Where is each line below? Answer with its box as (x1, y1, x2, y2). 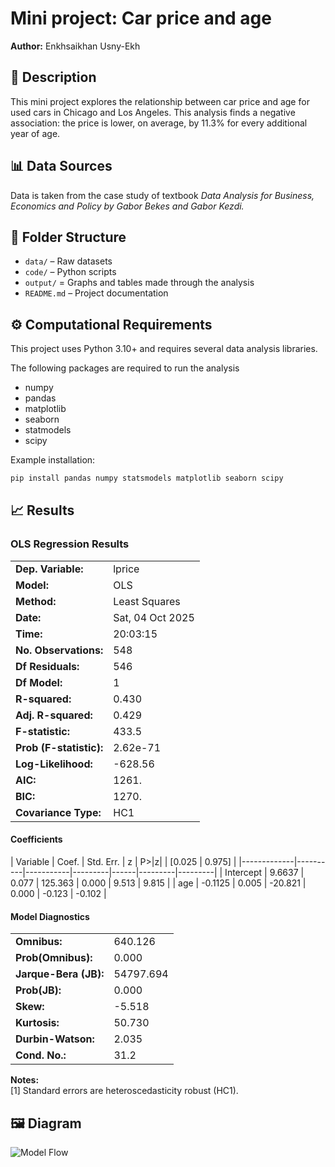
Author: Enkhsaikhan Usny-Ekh (10, 40, 141, 52)
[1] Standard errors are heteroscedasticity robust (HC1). (10, 1085, 239, 1097)
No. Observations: (15, 643, 104, 657)
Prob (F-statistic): (15, 740, 104, 754)
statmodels (24, 424, 72, 436)
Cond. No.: (15, 1048, 67, 1062)
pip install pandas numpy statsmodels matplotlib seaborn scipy (10, 473, 284, 484)
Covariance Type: (15, 805, 102, 819)
